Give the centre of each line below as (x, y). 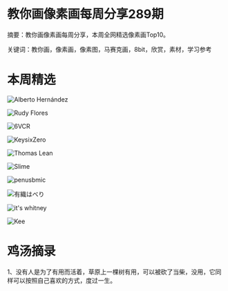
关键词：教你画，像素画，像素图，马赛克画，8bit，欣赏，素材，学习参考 (110, 49)
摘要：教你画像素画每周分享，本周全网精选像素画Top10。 (88, 35)
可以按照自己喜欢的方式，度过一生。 (64, 280)
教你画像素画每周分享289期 (86, 14)
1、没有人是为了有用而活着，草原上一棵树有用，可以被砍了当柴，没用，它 (111, 272)
